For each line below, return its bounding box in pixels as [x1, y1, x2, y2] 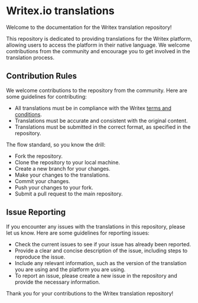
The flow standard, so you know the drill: [6, 141, 106, 148]
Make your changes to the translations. [14, 171, 111, 178]
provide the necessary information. [14, 278, 100, 285]
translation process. [6, 54, 55, 61]
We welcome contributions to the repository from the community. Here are [6, 87, 187, 94]
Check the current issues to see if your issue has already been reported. [14, 240, 191, 247]
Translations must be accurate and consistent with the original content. [14, 117, 188, 124]
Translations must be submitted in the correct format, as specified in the [14, 123, 191, 131]
